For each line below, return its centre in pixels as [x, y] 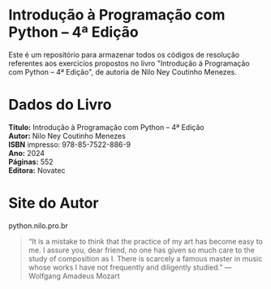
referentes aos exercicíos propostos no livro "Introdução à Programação [129, 63]
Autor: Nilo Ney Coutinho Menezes [67, 136]
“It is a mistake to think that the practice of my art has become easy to [146, 241]
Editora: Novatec [37, 170]
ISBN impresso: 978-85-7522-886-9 [70, 144]
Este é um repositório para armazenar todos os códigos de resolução [124, 54]
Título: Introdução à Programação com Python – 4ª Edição [106, 127]
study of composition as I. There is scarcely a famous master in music [145, 258]
